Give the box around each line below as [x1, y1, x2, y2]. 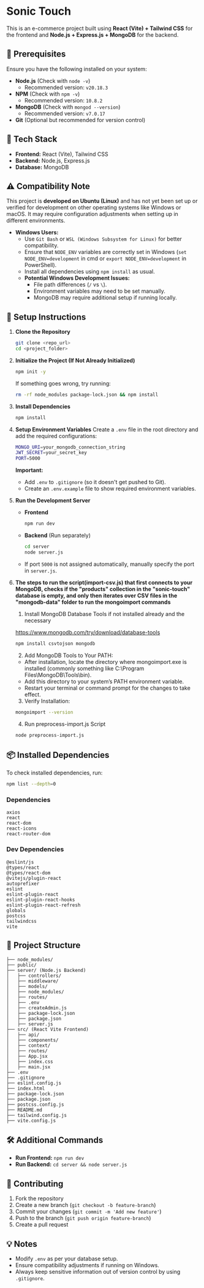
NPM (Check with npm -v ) [15, 90, 80, 98]
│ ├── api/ [6, 1032, 40, 1038]
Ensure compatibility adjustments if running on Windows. [15, 1261, 159, 1268]
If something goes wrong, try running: [15, 379, 111, 387]
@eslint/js [6, 859, 34, 865]
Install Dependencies [15, 403, 70, 410]
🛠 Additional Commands [6, 1135, 104, 1145]
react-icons [6, 825, 37, 832]
